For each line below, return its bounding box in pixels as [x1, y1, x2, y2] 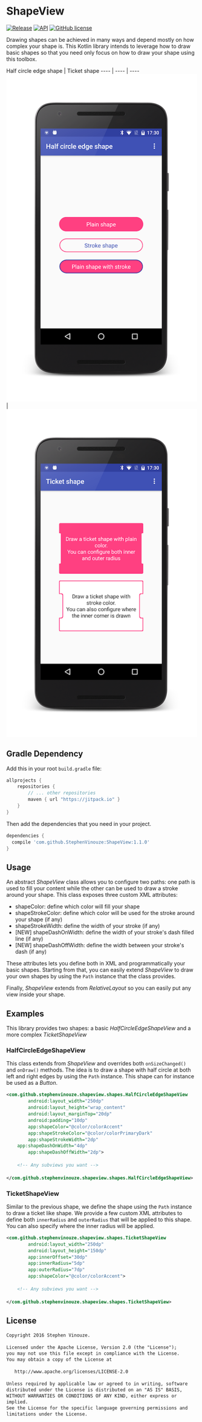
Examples [6, 1008, 44, 1019]
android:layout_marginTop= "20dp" [28, 1111, 112, 1117]
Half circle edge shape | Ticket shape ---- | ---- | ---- [6, 67, 140, 74]
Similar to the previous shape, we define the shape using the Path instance [6, 1202, 192, 1210]
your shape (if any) [15, 916, 62, 923]
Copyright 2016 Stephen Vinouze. [6, 1332, 91, 1338]
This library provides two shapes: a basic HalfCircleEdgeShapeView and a [6, 1025, 191, 1032]
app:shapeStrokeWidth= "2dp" [28, 1136, 99, 1142]
